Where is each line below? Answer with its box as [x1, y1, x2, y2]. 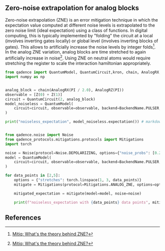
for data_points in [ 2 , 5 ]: [5, 173, 60, 178]
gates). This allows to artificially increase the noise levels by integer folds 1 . [5, 43, 156, 50]
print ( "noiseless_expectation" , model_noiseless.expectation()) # [5, 119, 144, 124]
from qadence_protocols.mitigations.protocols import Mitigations [5, 137, 144, 142]
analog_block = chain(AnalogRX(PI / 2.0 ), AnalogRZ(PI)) [5, 87, 124, 92]
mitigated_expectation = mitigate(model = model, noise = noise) [14, 191, 141, 196]
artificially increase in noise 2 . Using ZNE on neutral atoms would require [5, 54, 151, 61]
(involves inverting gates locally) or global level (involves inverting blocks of [5, 38, 159, 44]
